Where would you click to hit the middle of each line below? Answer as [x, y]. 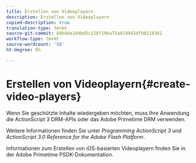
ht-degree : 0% [24, 50]
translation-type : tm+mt [37, 28]
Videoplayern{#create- [132, 84]
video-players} [44, 96]
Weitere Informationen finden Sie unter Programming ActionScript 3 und [94, 131]
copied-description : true [38, 22]
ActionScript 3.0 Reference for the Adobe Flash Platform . [76, 137]
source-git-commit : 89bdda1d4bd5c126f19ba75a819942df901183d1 [84, 34]
